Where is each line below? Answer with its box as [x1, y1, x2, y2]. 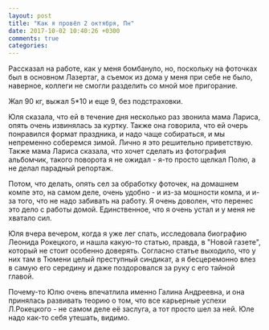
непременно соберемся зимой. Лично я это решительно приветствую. [8, 138, 253, 147]
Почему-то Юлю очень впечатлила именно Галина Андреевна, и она [8, 287, 245, 297]
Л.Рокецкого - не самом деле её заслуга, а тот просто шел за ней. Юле [8, 304, 255, 314]
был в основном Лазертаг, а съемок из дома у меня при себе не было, [8, 72, 253, 82]
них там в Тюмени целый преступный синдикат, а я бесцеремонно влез [8, 254, 256, 264]
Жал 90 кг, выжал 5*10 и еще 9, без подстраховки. [8, 97, 183, 106]
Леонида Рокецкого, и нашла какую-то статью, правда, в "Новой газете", [8, 237, 261, 247]
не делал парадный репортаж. [8, 163, 114, 173]
